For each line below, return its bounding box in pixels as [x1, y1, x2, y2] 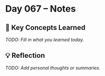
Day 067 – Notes [5, 3, 76, 15]
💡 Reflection [5, 51, 45, 60]
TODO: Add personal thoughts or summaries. [5, 64, 100, 71]
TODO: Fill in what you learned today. [5, 36, 84, 43]
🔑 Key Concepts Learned [5, 23, 86, 32]
